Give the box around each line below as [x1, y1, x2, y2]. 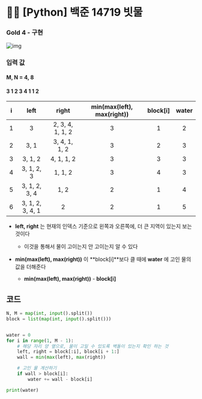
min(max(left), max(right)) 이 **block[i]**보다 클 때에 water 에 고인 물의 [14, 256, 191, 263]
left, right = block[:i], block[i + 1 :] [17, 349, 120, 355]
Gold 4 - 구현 [6, 28, 43, 37]
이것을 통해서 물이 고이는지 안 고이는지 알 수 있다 [23, 243, 138, 250]
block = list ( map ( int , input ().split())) [6, 316, 112, 322]
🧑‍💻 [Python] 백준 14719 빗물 [6, 5, 143, 19]
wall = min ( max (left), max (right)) [17, 355, 106, 361]
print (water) [6, 387, 39, 393]
